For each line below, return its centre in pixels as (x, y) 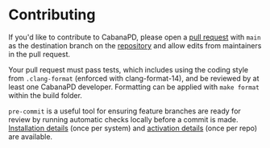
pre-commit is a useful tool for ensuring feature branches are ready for (125, 111)
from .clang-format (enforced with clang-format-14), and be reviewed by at (134, 78)
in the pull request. (39, 54)
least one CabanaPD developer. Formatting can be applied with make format (134, 87)
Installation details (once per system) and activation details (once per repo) (133, 128)
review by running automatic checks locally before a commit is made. (124, 119)
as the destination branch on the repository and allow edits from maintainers (135, 45)
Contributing (52, 15)
